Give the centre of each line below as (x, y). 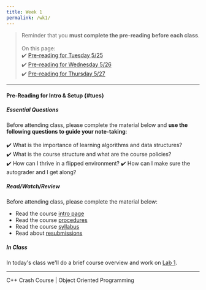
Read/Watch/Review (33, 186)
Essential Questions (32, 109)
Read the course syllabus (47, 227)
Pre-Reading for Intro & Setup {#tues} (55, 96)
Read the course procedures (51, 220)
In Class (17, 247)
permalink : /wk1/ (29, 18)
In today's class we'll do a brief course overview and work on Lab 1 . (92, 262)
